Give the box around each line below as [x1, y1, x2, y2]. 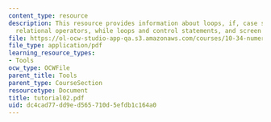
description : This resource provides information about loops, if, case [8, 19, 258, 27]
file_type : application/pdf [8, 42, 103, 50]
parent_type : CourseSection [8, 79, 103, 87]
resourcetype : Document [8, 86, 89, 95]
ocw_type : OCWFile [8, 64, 70, 72]
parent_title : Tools [8, 71, 78, 79]
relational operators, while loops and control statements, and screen [15, 26, 262, 35]
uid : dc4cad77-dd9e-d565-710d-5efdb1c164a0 [8, 101, 157, 109]
